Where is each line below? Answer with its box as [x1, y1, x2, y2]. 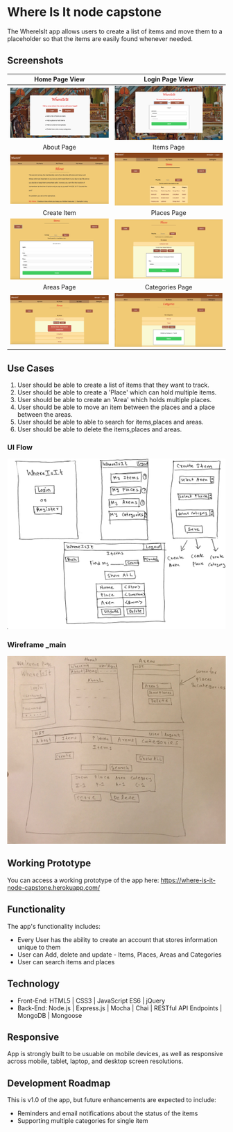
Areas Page [42, 282, 76, 291]
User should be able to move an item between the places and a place [17, 403, 215, 411]
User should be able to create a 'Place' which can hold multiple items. [17, 388, 217, 397]
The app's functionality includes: [7, 922, 101, 930]
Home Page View [34, 75, 85, 83]
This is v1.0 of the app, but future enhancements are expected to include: [7, 1096, 216, 1104]
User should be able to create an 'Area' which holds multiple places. [17, 396, 212, 404]
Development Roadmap [7, 1077, 111, 1089]
